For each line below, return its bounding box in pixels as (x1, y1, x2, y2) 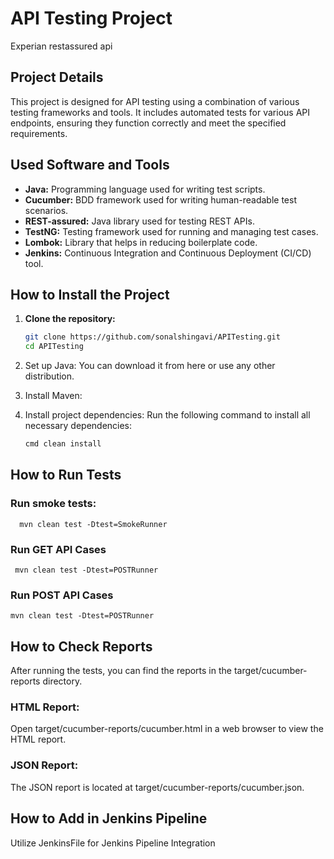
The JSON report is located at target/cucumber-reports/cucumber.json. (10, 781, 305, 793)
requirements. (10, 127, 68, 139)
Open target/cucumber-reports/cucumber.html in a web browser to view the (10, 723, 324, 735)
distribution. (24, 370, 75, 382)
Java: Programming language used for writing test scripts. (24, 183, 266, 195)
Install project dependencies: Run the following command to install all (24, 409, 311, 421)
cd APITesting (24, 342, 84, 352)
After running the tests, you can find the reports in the (10, 665, 232, 677)
